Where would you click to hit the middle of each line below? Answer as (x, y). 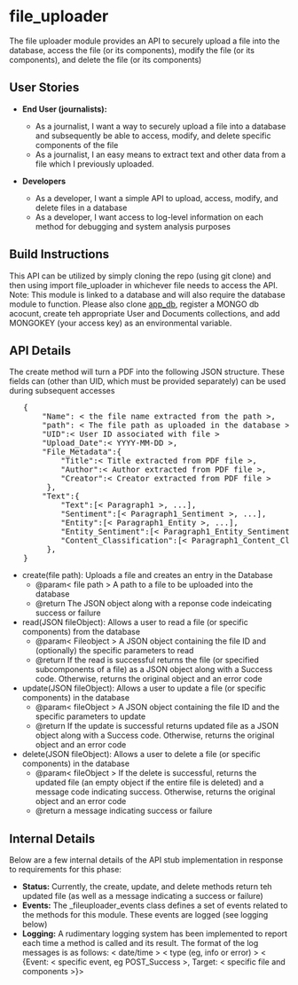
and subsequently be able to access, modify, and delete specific (153, 136)
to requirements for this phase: (66, 870)
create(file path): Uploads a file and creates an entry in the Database (147, 575)
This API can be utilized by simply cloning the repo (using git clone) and (140, 276)
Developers (44, 181)
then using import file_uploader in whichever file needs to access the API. (144, 285)
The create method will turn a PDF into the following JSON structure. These (147, 372)
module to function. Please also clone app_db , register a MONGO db (134, 304)
